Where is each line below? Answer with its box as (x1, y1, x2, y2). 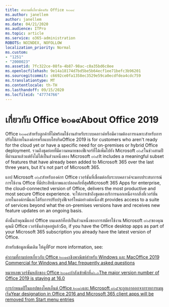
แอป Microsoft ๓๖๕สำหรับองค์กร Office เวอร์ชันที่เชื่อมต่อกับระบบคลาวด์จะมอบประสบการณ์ (5, 174, 162, 180)
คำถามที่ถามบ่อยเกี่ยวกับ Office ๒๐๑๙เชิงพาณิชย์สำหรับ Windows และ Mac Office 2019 (5, 254, 160, 260)
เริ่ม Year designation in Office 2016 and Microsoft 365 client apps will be (5, 291, 154, 297)
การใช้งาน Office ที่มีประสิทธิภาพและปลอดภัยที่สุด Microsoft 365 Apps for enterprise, (5, 180, 161, 186)
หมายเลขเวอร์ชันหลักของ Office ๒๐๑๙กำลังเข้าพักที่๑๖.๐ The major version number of (5, 270, 160, 276)
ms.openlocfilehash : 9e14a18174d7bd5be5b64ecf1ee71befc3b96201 (5, 69, 141, 74)
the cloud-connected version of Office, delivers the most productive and (5, 186, 156, 192)
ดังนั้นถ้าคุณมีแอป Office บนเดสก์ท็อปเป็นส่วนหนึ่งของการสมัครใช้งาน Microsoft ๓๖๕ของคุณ (5, 217, 163, 224)
